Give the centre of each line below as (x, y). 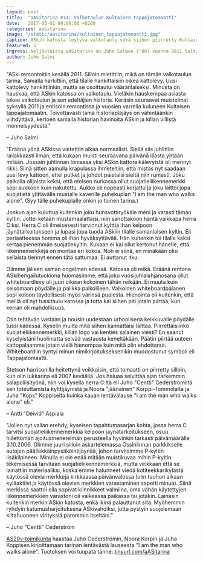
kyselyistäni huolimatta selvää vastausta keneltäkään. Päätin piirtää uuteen (99, 338)
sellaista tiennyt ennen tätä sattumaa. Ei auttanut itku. (73, 257)
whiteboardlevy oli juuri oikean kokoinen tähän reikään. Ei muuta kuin (92, 281)
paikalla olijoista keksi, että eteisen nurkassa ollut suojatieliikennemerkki (96, 181)
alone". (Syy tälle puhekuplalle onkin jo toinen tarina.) (72, 200)
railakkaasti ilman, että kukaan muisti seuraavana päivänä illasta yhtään (95, 156)
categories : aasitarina (36, 29)
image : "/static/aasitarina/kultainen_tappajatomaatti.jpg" (84, 34)
